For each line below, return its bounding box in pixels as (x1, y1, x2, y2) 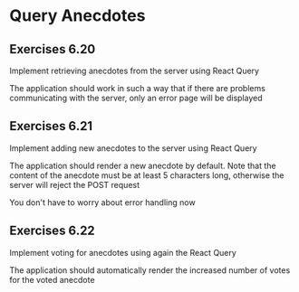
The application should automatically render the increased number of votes (9, 264, 291, 276)
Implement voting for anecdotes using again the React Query (9, 247, 237, 258)
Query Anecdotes (9, 5, 146, 26)
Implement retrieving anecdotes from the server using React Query (9, 65, 260, 76)
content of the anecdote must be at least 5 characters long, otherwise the (9, 169, 285, 181)
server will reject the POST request (9, 179, 140, 190)
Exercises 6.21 (9, 118, 93, 134)
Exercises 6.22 (9, 223, 95, 239)
